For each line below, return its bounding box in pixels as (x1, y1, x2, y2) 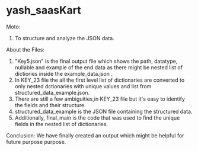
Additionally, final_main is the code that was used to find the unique (14, 114, 180, 121)
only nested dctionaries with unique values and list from (14, 82, 152, 89)
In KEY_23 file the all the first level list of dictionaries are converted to (14, 76, 185, 83)
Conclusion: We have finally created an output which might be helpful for (6, 131, 184, 139)
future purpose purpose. (6, 138, 66, 145)
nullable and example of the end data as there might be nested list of (14, 63, 183, 71)
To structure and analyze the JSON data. (14, 34, 114, 41)
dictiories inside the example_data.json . (14, 70, 113, 77)
